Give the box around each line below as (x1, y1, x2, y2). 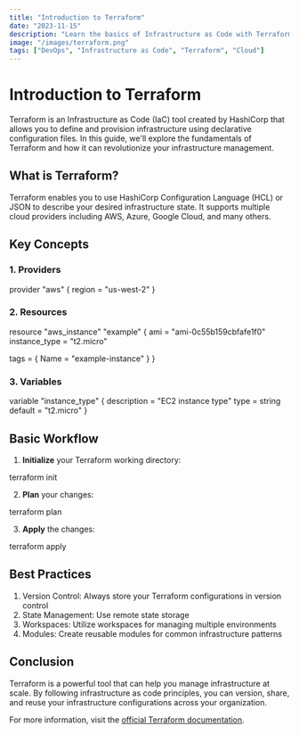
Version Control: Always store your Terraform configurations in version (21, 590, 282, 601)
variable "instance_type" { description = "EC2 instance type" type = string (9, 396, 281, 407)
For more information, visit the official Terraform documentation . (9, 714, 245, 725)
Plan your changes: (21, 489, 94, 499)
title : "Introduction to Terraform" (9, 12, 145, 22)
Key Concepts (9, 237, 89, 252)
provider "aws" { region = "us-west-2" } (9, 284, 156, 294)
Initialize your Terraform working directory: (21, 454, 182, 465)
